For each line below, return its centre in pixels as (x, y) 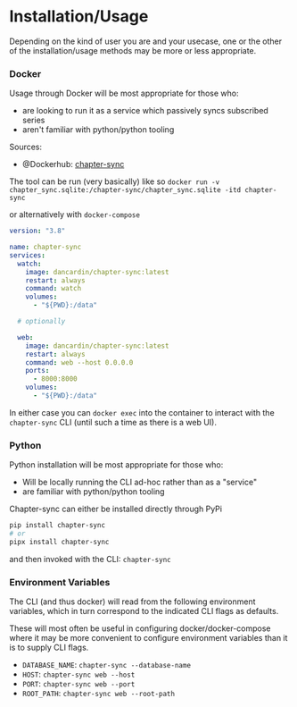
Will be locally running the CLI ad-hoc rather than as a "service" (139, 482)
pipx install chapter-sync (59, 543)
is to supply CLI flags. (49, 648)
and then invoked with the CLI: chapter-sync (90, 559)
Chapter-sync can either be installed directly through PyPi (116, 509)
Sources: (26, 147)
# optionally (41, 322)
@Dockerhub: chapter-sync (73, 164)
